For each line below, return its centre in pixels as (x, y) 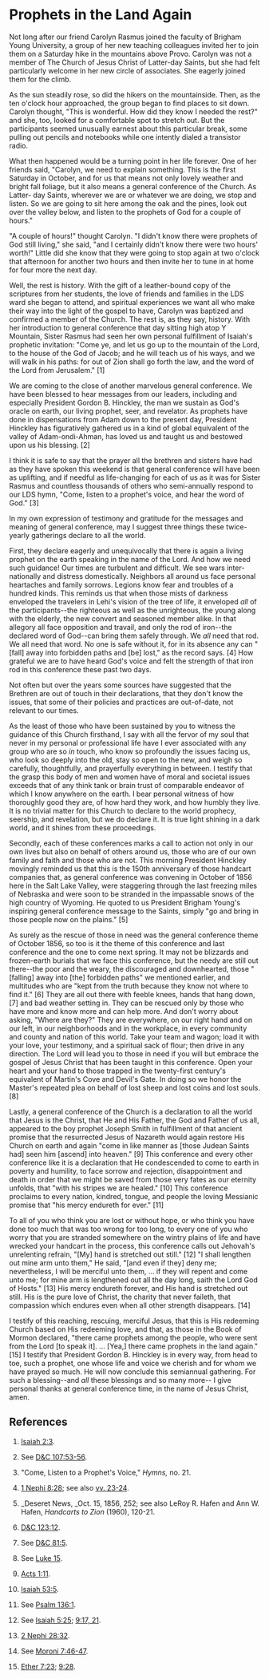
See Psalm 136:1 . (48, 1604)
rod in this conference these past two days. (81, 669)
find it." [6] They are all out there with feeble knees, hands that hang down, (132, 994)
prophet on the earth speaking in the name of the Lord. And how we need (130, 559)
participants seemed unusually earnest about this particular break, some (129, 129)
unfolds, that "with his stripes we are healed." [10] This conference (119, 1188)
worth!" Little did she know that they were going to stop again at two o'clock (134, 252)
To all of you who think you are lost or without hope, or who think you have (132, 1220)
